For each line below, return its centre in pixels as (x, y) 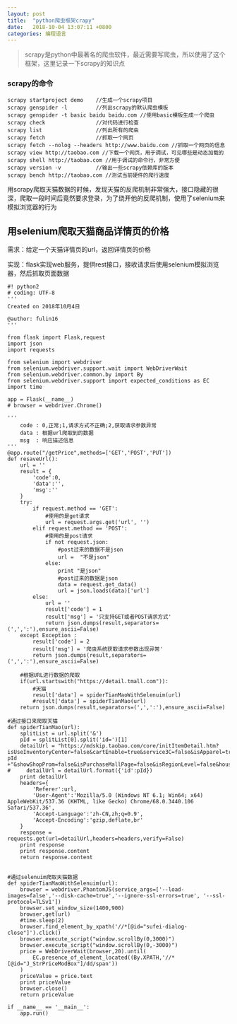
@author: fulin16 (33, 319)
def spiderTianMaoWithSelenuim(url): (63, 884)
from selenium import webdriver (55, 362)
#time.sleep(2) (42, 921)
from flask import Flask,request (56, 338)
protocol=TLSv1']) (34, 902)
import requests (31, 350)
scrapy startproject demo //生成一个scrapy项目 (80, 100)
